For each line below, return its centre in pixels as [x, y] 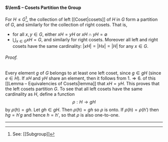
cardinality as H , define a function [40, 94]
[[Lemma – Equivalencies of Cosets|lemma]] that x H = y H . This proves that [82, 83]
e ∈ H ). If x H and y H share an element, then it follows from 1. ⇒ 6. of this [80, 78]
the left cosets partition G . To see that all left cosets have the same [74, 89]
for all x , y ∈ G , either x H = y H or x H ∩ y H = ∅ [60, 34]
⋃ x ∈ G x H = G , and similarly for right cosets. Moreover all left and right [85, 40]
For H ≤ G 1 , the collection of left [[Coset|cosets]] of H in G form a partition [81, 19]
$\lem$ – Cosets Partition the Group [43, 7]
